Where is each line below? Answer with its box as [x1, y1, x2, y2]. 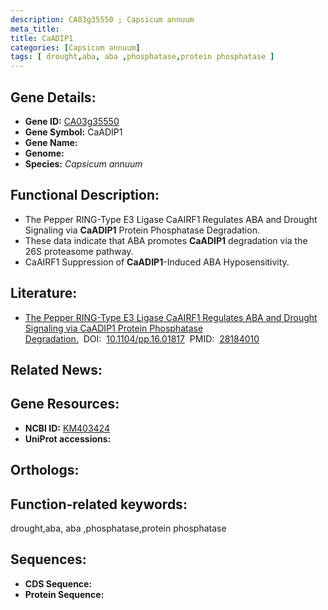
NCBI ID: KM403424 [24, 422, 110, 434]
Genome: [24, 147, 65, 159]
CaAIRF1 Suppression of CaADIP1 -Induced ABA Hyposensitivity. [24, 256, 290, 268]
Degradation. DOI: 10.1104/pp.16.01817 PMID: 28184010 [24, 332, 260, 345]
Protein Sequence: [24, 588, 105, 600]
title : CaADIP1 [10, 33, 74, 43]
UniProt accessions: [24, 432, 112, 445]
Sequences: [10, 551, 87, 568]
